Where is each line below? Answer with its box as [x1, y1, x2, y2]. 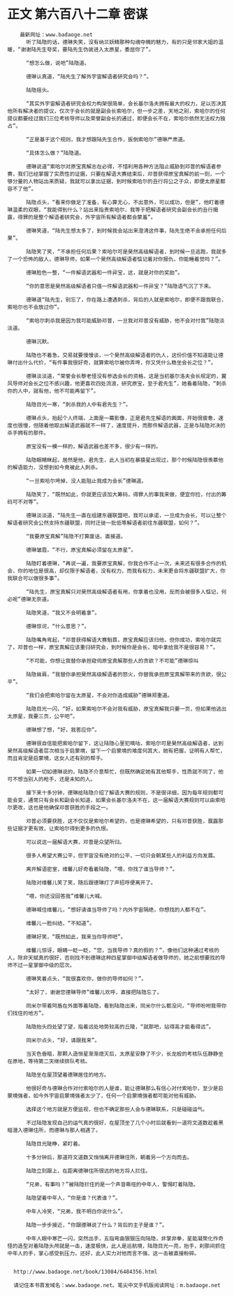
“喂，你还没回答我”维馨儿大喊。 [25, 892, 105, 900]
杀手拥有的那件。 [7, 429, 50, 437]
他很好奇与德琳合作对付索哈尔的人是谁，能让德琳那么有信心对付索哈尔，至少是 [25, 1084, 219, 1092]
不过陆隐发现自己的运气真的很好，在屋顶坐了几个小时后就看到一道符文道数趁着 [25, 1119, 219, 1126]
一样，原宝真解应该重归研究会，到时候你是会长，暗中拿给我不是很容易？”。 [33, 643, 219, 650]
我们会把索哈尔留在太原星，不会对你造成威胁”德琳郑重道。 [29, 692, 173, 699]
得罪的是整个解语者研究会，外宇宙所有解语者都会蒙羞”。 [17, 214, 156, 221]
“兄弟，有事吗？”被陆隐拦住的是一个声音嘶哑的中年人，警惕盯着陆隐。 [25, 1181, 199, 1188]
